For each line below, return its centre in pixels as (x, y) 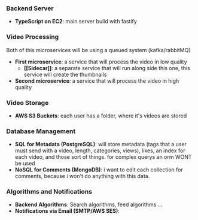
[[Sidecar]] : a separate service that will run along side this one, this (107, 68)
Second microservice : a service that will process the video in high (97, 81)
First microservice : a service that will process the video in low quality (101, 62)
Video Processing (33, 37)
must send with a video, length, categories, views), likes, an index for (100, 150)
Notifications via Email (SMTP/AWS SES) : (67, 211)
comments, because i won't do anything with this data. (82, 176)
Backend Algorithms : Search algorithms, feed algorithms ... (89, 204)
